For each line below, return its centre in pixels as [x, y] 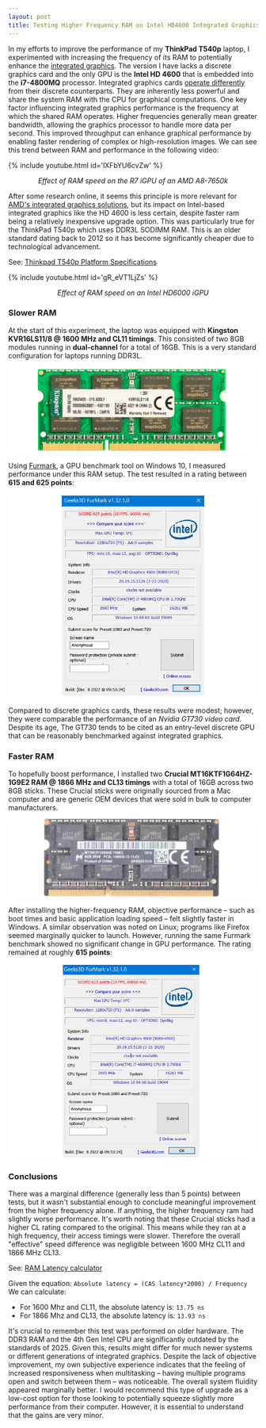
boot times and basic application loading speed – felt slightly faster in [121, 919]
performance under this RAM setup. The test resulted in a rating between [127, 474]
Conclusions [33, 1176]
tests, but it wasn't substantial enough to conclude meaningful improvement [132, 1202]
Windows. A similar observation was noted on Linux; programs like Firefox [129, 927]
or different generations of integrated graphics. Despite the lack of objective [133, 1356]
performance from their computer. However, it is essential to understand [126, 1407]
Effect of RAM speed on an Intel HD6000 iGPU [133, 293]
